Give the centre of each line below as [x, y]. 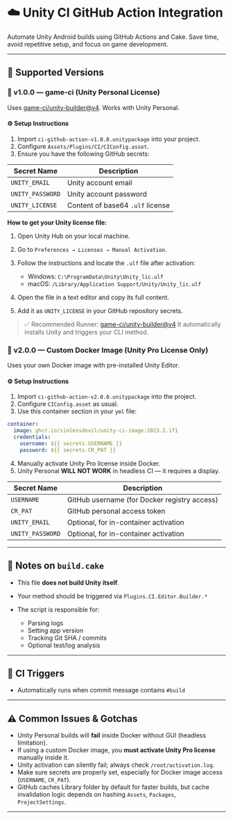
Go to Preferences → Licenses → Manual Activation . [92, 249]
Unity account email [100, 182]
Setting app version [55, 630]
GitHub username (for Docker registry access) [143, 500]
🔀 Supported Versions [55, 73]
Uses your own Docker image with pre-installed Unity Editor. [94, 365]
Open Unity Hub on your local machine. [74, 236]
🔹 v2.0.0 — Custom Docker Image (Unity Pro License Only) [108, 350]
